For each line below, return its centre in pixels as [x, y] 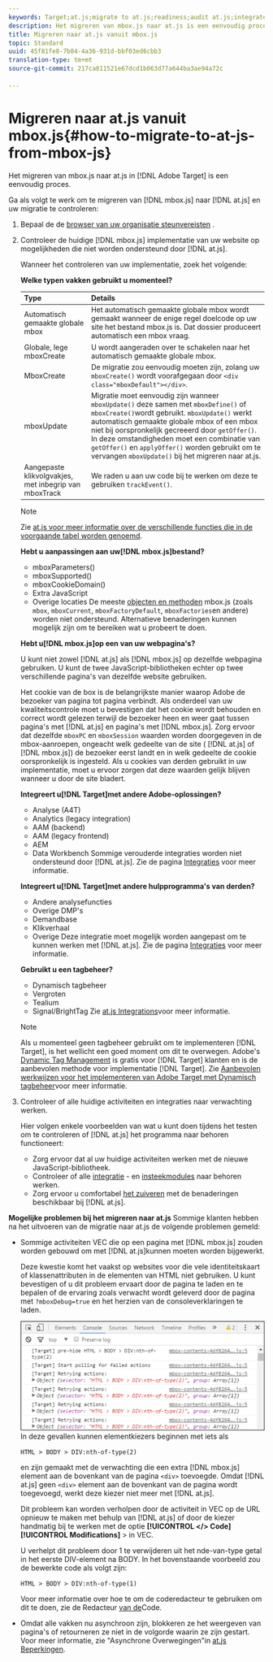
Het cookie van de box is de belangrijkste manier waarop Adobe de [132, 692]
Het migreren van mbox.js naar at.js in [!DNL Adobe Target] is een [119, 176]
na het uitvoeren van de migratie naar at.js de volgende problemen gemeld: [134, 1226]
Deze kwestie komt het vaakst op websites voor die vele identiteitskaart [140, 1266]
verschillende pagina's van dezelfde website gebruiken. [113, 676]
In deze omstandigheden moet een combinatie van [175, 439]
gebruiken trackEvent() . [132, 484]
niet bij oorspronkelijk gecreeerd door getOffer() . [174, 430]
